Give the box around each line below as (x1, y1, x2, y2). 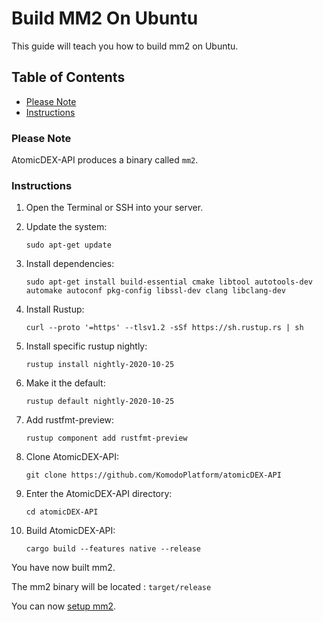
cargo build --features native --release (25, 544, 201, 554)
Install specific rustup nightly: (25, 340, 148, 352)
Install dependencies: (25, 258, 115, 270)
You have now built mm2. (11, 562, 116, 574)
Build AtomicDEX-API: (25, 525, 116, 537)
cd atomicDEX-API (25, 507, 99, 517)
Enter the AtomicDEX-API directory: (25, 488, 173, 500)
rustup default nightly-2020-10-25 (25, 397, 175, 407)
